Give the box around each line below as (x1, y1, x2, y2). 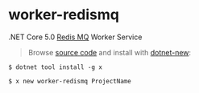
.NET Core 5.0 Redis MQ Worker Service (8, 32, 143, 42)
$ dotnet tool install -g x (8, 63, 103, 71)
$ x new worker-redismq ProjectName (8, 77, 131, 85)
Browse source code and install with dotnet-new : (27, 47, 192, 57)
